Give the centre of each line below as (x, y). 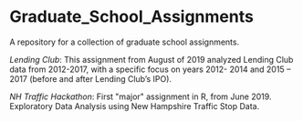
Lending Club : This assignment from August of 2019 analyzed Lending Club (151, 59)
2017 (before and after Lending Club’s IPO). (90, 78)
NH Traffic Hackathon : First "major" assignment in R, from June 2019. (141, 96)
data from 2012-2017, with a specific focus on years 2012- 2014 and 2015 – (150, 69)
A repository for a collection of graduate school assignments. (125, 42)
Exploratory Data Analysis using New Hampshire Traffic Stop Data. (135, 106)
